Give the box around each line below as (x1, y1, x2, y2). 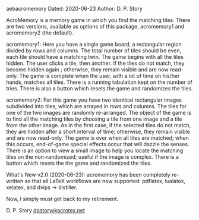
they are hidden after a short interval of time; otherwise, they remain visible (6, 128, 190, 135)
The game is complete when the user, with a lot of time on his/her (19, 73, 180, 79)
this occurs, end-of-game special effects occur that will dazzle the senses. (6, 141, 189, 147)
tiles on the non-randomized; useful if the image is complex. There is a (6, 153, 179, 160)
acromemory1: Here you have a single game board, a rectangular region (6, 41, 182, 48)
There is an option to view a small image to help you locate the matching (6, 147, 184, 154)
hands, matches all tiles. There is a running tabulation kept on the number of (6, 78, 193, 86)
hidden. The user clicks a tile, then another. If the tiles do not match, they (6, 59, 185, 67)
